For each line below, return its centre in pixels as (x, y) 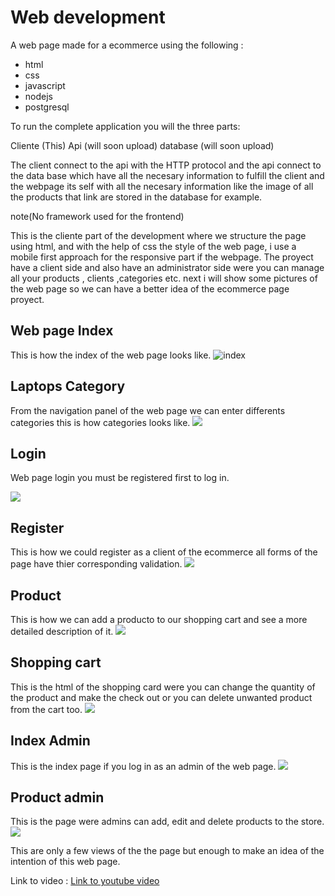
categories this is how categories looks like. (100, 422)
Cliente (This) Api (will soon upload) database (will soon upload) (142, 145)
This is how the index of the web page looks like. (111, 355)
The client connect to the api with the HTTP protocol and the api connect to (166, 165)
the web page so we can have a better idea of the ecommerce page (150, 288)
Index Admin (50, 741)
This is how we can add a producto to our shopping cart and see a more (159, 619)
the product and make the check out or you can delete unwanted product (161, 697)
